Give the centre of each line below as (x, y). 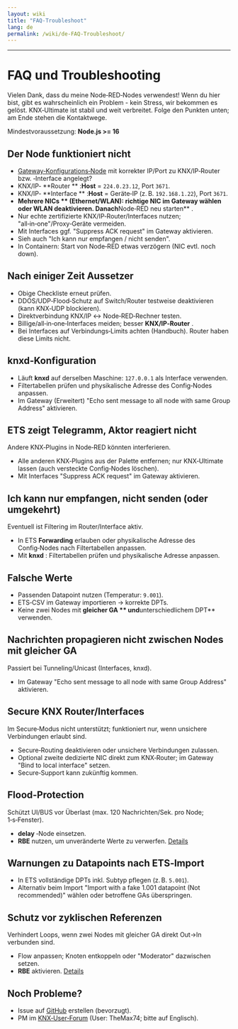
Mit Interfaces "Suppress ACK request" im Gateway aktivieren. (109, 476)
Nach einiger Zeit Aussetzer (70, 276)
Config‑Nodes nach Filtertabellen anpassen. (82, 548)
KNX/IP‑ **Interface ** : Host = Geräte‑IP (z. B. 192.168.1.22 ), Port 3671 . (123, 193)
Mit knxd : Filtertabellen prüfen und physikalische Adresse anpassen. (119, 556)
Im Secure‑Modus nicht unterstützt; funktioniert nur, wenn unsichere (107, 729)
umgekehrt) (34, 509)
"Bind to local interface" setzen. (64, 765)
